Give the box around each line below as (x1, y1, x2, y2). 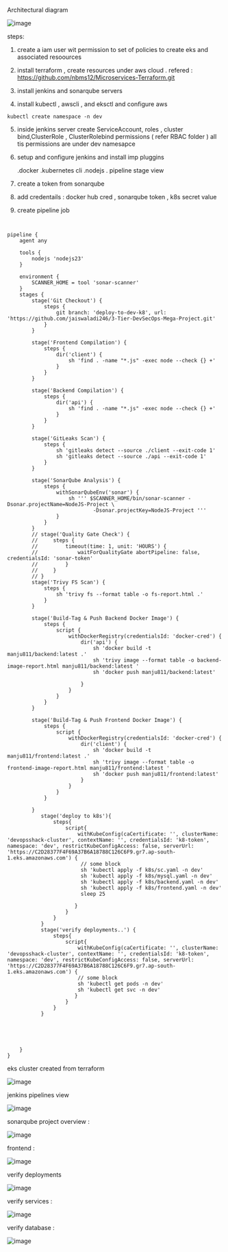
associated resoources (16, 53, 82, 61)
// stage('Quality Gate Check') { (31, 531, 130, 538)
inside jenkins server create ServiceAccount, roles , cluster (16, 125, 183, 133)
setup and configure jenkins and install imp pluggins (16, 153, 164, 161)
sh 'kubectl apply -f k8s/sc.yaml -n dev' (80, 866, 204, 873)
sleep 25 (80, 890, 106, 897)
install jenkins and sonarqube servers (16, 87, 123, 95)
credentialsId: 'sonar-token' (7, 555, 94, 562)
